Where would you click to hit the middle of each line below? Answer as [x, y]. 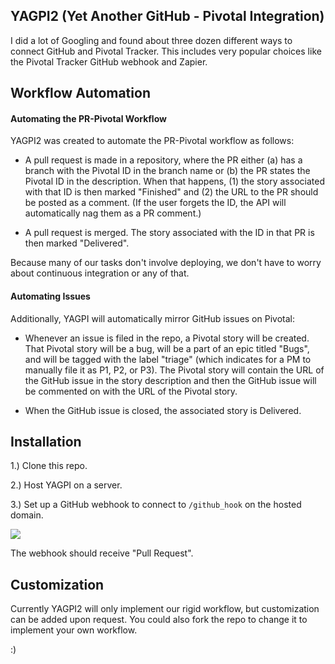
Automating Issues [50, 296]
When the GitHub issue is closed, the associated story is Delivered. [163, 410]
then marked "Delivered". [77, 243]
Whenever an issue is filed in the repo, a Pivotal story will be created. [167, 338]
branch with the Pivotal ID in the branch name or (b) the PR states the [167, 171]
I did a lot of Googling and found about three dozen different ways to [151, 40]
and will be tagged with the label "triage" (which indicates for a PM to [168, 359]
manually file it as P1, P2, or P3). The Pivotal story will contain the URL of [174, 370]
